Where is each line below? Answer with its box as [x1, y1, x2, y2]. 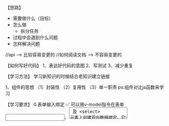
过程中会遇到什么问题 [12, 35, 58, 40]
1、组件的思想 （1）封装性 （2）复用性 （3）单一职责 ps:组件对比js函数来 [5, 84, 160, 90]
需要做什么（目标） [12, 15, 54, 21]
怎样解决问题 [12, 41, 40, 47]
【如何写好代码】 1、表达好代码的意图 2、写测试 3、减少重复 [5, 63, 133, 68]
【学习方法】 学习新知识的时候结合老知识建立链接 [5, 73, 110, 79]
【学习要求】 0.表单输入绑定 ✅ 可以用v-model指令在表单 [5, 102, 124, 107]
